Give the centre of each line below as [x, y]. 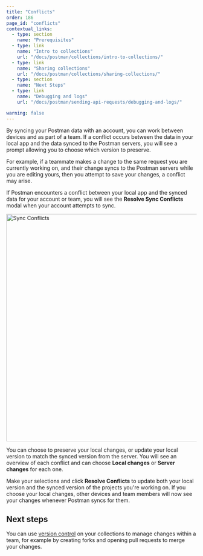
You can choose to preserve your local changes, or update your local [92, 450]
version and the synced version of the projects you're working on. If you [96, 487]
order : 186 [20, 18]
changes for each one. [35, 469]
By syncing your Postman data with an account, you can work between [95, 130]
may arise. [19, 181]
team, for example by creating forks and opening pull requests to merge [96, 540]
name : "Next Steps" [42, 85]
